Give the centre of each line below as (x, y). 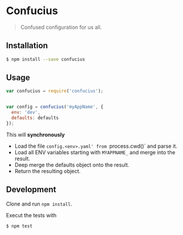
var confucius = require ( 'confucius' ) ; (55, 91)
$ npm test (19, 226)
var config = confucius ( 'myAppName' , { (55, 107)
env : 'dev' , (26, 112)
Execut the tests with (31, 215)
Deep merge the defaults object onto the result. (72, 165)
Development (31, 190)
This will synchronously (35, 134)
